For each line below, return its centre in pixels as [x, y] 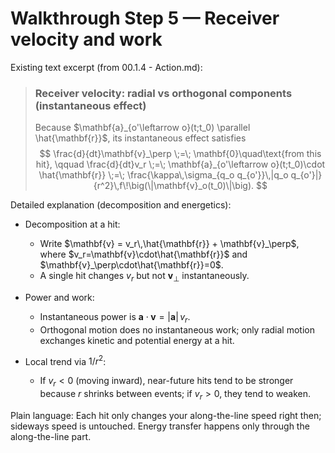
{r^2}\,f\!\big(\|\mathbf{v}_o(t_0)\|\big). [174, 186]
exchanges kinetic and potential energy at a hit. [137, 340]
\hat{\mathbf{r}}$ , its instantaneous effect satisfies [140, 138]
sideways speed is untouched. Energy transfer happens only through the [160, 426]
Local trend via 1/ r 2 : [65, 360]
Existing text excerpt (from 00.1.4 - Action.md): [106, 67]
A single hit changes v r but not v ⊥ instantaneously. [144, 277]
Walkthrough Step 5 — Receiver [145, 18]
